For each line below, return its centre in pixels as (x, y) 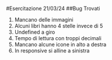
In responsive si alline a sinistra (52, 51)
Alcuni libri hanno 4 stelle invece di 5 (59, 26)
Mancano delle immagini (44, 20)
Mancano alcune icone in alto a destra (60, 44)
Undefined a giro (35, 32)
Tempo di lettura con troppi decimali (58, 38)
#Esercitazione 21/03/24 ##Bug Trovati (53, 8)
